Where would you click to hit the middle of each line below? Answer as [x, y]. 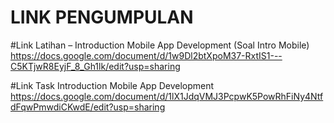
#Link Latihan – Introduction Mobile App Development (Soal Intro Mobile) [160, 45]
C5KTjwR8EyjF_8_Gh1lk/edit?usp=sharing [95, 66]
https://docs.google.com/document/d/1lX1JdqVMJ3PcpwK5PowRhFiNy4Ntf [167, 96]
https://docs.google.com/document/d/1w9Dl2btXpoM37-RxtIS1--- [146, 55]
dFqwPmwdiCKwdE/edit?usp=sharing [88, 107]
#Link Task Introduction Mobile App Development [112, 85]
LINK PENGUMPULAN [102, 17]
